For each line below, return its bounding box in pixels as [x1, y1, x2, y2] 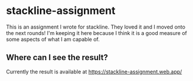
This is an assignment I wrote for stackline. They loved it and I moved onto [6, 23, 186, 30]
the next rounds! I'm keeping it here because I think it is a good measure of [6, 29, 187, 36]
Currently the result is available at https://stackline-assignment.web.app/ [6, 68, 182, 75]
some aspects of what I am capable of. [6, 36, 100, 43]
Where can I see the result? [6, 52, 109, 62]
